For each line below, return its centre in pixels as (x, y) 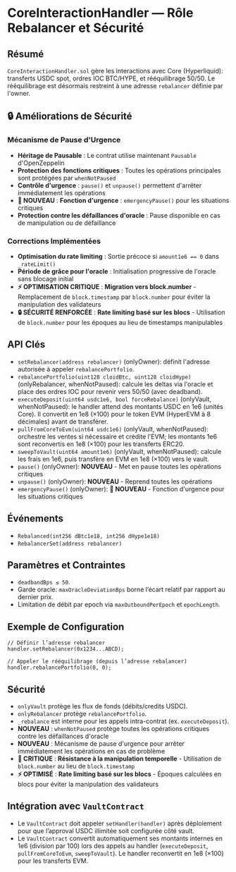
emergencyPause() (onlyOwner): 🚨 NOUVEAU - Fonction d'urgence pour (121, 489)
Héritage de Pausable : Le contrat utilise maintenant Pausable (107, 155)
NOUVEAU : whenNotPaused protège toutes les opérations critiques (113, 729)
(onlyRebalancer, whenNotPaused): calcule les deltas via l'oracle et (115, 384)
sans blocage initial (45, 278)
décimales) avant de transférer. (63, 422)
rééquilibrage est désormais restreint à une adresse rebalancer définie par (115, 86)
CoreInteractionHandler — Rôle (100, 13)
